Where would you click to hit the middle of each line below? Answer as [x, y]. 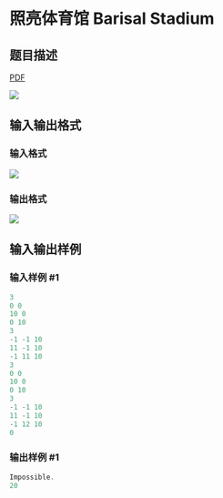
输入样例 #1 [34, 278]
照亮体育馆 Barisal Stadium [112, 19]
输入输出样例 [46, 250]
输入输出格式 [46, 125]
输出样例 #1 [34, 458]
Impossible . [32, 477]
